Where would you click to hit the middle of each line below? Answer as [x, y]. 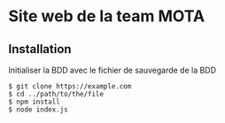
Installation [40, 49]
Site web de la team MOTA [107, 16]
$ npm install [35, 102]
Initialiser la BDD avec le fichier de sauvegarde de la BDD [112, 70]
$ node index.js [38, 110]
